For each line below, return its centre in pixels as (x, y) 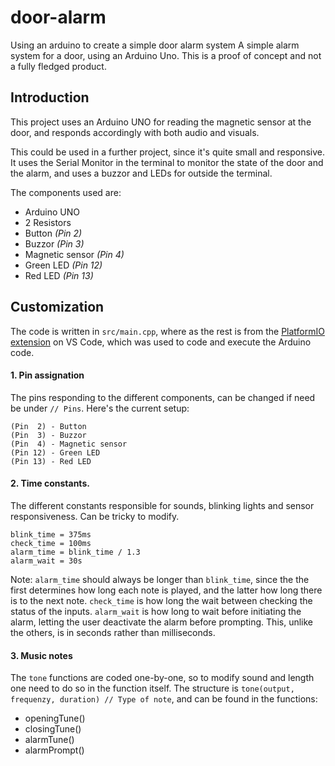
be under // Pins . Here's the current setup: (100, 408)
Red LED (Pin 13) (59, 275)
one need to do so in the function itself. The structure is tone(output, (152, 688)
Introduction (50, 97)
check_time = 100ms (51, 543)
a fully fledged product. (58, 66)
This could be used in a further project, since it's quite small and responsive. (168, 152)
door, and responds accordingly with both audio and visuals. (135, 132)
